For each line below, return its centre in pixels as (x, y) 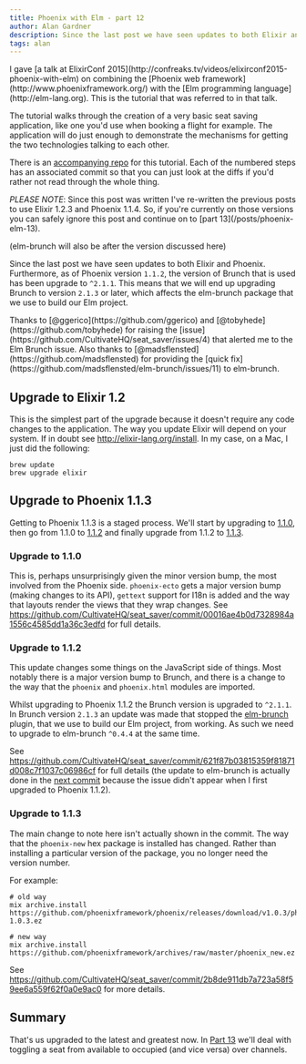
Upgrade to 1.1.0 (46, 556)
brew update (32, 465)
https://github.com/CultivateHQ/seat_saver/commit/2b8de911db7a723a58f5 (152, 979)
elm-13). (25, 229)
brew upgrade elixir (49, 473)
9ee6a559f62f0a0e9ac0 (56, 988)
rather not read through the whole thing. (85, 182)
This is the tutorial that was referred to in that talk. (184, 98)
